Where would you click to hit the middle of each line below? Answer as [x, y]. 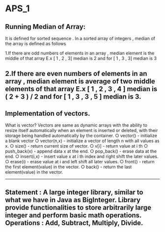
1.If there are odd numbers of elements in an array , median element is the [80, 53]
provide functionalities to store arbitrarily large [78, 207]
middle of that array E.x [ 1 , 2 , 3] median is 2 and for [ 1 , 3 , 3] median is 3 [81, 58]
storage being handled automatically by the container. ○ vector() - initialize [81, 136]
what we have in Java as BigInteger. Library [73, 200]
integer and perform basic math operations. [73, 215]
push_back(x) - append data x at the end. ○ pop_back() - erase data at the [81, 151]
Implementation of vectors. [48, 113]
